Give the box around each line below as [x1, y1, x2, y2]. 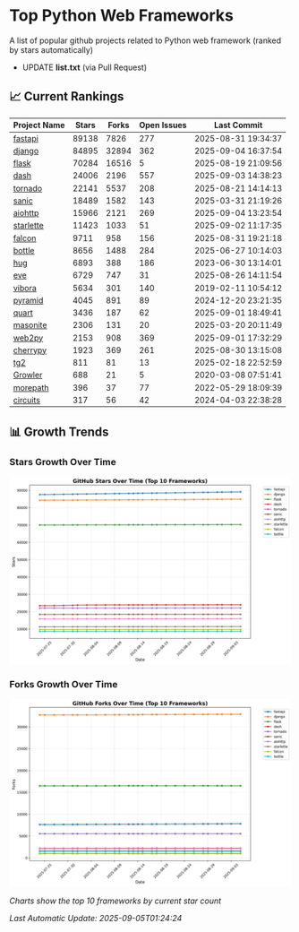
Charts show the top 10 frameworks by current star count [9, 895, 222, 906]
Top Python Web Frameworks [9, 5, 235, 26]
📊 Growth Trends [9, 424, 109, 439]
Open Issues [138, 120, 187, 131]
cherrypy [13, 344, 47, 355]
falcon [13, 232, 37, 243]
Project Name [13, 120, 65, 131]
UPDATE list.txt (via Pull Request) [21, 62, 148, 73]
